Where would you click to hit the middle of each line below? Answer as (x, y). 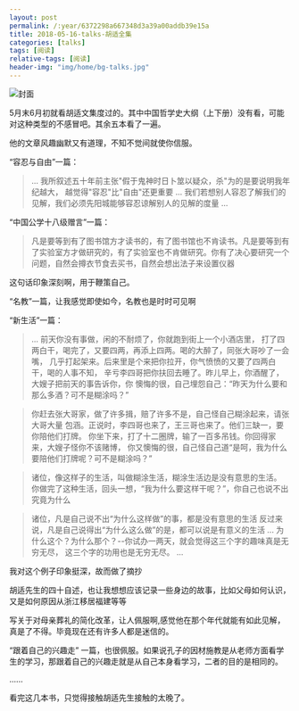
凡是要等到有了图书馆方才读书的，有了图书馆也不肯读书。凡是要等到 (156, 241)
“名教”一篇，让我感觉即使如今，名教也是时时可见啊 (103, 301)
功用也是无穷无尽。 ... (144, 552)
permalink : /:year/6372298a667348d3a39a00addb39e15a (109, 26)
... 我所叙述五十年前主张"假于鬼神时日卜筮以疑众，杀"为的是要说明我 (157, 180)
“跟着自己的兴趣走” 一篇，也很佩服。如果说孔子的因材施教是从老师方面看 (143, 650)
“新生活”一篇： (37, 320)
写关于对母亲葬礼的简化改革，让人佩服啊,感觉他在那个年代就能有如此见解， (147, 620)
